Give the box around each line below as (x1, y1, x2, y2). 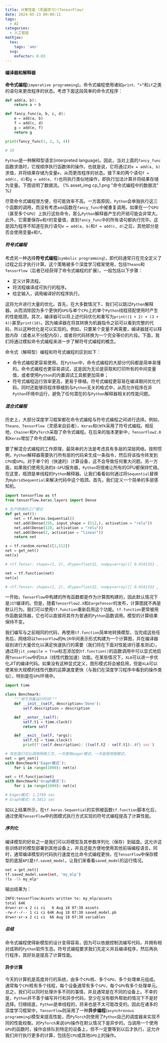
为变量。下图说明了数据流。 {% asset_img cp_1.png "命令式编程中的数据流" (5, 182, 159, 188)
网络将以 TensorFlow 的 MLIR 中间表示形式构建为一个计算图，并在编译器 (18, 636, 159, 642)
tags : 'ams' (14, 44, 39, 49)
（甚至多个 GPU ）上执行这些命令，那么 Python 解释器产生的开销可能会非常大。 (5, 211, 161, 217)
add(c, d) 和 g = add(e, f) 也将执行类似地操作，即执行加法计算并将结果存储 (5, 176, 159, 182)
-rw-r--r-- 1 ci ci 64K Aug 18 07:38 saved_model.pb (5, 910, 117, 915)
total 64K (5, 901, 26, 906)
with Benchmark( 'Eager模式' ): (5, 760, 66, 766)
